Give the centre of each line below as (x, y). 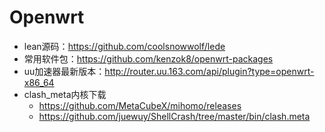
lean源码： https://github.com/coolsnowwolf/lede (124, 46)
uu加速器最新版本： (64, 71)
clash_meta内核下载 (65, 94)
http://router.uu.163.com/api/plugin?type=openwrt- (209, 71)
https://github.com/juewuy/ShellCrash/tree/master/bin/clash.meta (174, 116)
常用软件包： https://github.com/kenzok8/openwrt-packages (148, 58)
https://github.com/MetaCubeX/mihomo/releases (140, 105)
